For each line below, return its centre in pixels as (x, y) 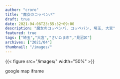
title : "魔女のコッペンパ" (30, 14)
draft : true (17, 19)
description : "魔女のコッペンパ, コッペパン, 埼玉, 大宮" (60, 28)
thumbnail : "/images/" (29, 47)
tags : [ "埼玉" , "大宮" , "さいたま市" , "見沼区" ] (49, 38)
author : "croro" (22, 10)
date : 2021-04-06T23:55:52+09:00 (40, 24)
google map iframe (25, 71)
